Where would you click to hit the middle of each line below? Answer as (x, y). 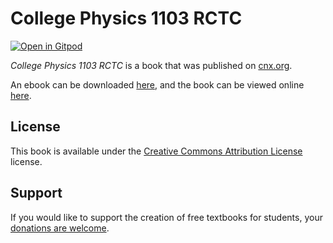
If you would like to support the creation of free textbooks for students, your (166, 217)
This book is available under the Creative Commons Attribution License (156, 151)
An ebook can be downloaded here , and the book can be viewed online (157, 84)
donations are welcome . (60, 228)
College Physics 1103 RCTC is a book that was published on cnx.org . (151, 65)
